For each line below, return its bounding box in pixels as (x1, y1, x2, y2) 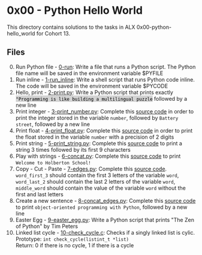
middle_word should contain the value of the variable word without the (15, 184, 186, 191)
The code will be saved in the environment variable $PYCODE (15, 82, 168, 89)
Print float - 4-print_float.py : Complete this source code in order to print (15, 127, 193, 134)
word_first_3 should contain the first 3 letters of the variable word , (15, 172, 179, 179)
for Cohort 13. (36, 29, 71, 37)
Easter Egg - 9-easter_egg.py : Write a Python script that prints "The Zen (15, 216, 194, 223)
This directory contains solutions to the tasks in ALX (7, 23, 135, 31)
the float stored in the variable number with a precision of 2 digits (15, 133, 174, 140)
